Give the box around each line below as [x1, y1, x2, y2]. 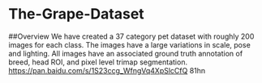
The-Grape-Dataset [8, 5, 144, 23]
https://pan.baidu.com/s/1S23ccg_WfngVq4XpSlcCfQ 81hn [8, 65, 206, 75]
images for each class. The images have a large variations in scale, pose [8, 39, 251, 49]
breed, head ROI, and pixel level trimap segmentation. [8, 57, 188, 67]
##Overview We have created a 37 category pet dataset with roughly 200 [8, 31, 255, 41]
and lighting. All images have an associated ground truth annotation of [8, 48, 243, 58]
